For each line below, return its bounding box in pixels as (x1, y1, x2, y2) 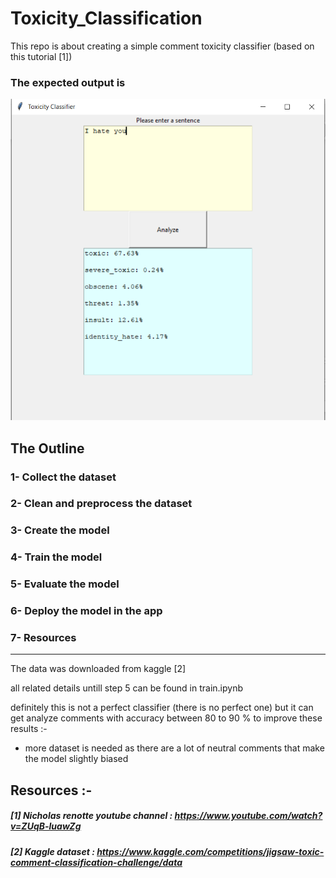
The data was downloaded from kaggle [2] (10, 663, 187, 675)
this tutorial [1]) (10, 50, 73, 62)
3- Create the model (10, 523, 110, 537)
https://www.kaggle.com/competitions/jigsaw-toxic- (96, 845, 325, 857)
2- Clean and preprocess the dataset (10, 497, 193, 511)
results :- (10, 723, 48, 735)
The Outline (10, 440, 85, 457)
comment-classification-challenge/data (10, 856, 183, 868)
